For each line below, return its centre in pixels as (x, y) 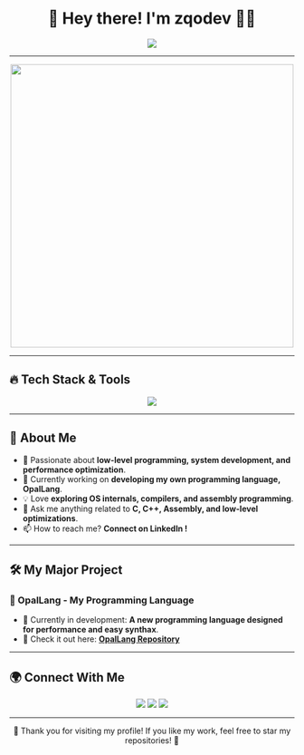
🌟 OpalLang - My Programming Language (102, 600)
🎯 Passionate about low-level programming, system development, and (157, 460)
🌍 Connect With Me (67, 678)
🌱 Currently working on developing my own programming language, (151, 479)
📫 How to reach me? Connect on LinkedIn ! (105, 528)
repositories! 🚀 (152, 740)
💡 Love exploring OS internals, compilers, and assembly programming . (158, 498)
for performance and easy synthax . (90, 630)
